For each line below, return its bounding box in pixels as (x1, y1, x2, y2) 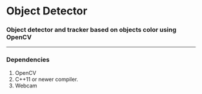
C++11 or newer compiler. (14, 75, 78, 83)
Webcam (14, 82, 37, 89)
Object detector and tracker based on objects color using (6, 26, 177, 34)
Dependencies (6, 56, 50, 64)
